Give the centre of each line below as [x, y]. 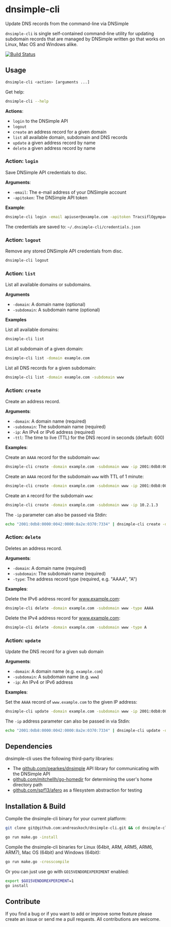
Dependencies [29, 746]
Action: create [23, 390]
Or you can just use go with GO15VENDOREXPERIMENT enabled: [67, 871]
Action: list [20, 273]
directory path [27, 785]
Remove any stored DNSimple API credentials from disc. [64, 251]
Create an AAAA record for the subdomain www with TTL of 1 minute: [75, 476]
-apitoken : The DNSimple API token [50, 197]
